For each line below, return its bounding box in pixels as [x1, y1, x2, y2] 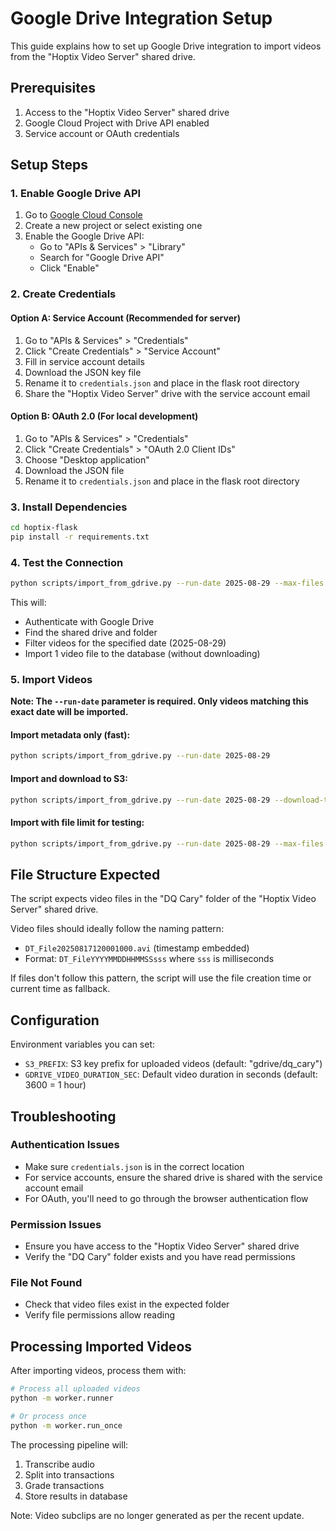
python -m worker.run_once [10, 1420, 123, 1431]
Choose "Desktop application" [24, 453, 150, 466]
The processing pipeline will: [10, 1438, 129, 1451]
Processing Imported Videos [10, 1338, 193, 1355]
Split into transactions [24, 1468, 115, 1481]
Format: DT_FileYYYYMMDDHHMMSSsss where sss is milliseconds [24, 953, 275, 965]
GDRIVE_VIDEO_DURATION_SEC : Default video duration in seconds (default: [24, 1068, 318, 1081]
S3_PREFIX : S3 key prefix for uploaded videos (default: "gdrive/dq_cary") [24, 1058, 323, 1070]
